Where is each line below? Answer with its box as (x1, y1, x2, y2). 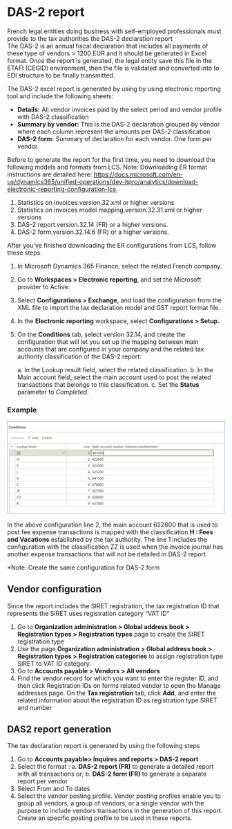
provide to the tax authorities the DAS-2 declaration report (7, 34, 173, 42)
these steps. (7, 248, 43, 257)
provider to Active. (17, 282, 70, 291)
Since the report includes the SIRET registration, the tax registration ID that (7, 601, 220, 610)
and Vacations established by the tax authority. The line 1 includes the (7, 535, 208, 543)
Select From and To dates (17, 785, 90, 793)
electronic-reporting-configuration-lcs (7, 185, 116, 193)
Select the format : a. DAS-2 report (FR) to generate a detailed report (17, 763, 214, 771)
